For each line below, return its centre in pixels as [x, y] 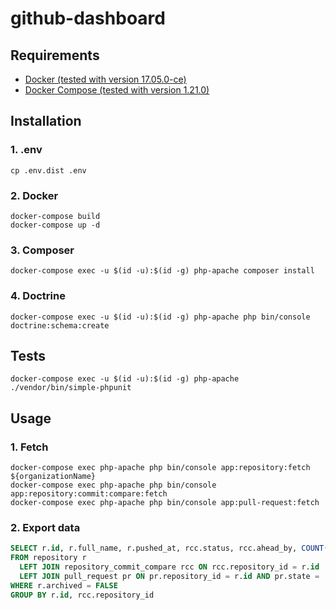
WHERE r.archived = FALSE [64, 585]
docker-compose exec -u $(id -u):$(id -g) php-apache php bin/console [160, 317]
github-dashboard [88, 18]
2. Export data [45, 527]
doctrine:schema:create [60, 325]
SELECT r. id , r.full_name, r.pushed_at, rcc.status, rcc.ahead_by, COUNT [167, 548]
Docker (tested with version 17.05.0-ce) [105, 79]
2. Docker [34, 195]
